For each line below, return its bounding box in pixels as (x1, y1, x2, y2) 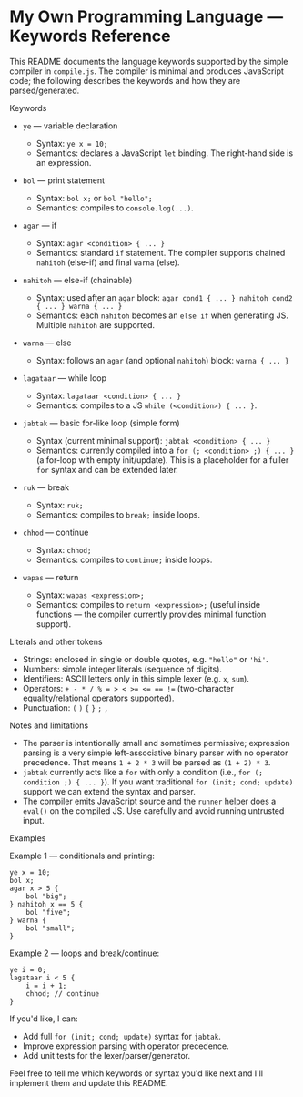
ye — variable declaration (22, 120, 118, 131)
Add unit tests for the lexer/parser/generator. (22, 1050, 191, 1061)
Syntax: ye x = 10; (35, 138, 108, 149)
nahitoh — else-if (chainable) (22, 274, 133, 285)
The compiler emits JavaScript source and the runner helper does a (22, 795, 277, 806)
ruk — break (22, 481, 70, 493)
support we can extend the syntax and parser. (22, 785, 196, 796)
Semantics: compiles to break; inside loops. (35, 508, 200, 520)
